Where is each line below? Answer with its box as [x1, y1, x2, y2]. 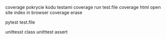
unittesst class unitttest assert [5, 29, 68, 34]
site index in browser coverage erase [5, 9, 82, 15]
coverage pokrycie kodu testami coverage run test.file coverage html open [5, 4, 161, 10]
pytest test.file [5, 19, 35, 25]
